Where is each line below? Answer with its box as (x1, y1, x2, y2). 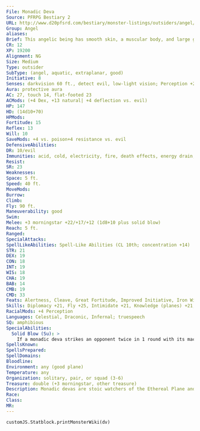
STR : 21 (6, 247, 26, 254)
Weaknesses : (6, 170, 36, 176)
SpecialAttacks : (6, 236, 46, 242)
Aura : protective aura (6, 87, 62, 93)
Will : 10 (6, 131, 28, 137)
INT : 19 (6, 264, 26, 270)
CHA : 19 (6, 275, 26, 281)
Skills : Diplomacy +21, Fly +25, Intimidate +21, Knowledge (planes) (6, 303, 183, 309)
